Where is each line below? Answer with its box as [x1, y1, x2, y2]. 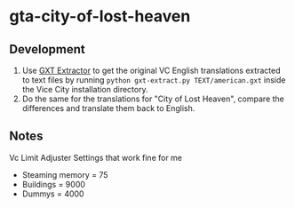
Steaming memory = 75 [21, 169, 108, 180]
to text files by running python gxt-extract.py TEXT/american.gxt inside [21, 75, 286, 85]
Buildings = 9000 [21, 179, 86, 189]
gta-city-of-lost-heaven [9, 6, 191, 27]
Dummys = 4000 [21, 188, 84, 199]
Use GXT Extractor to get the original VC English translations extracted [21, 65, 282, 76]
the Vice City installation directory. [21, 84, 148, 94]
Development [9, 42, 86, 57]
